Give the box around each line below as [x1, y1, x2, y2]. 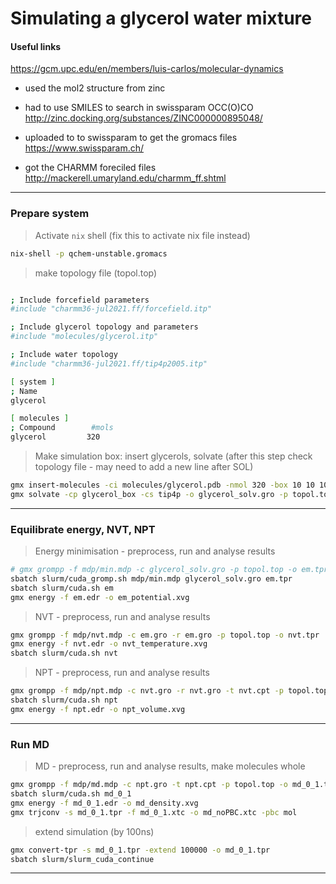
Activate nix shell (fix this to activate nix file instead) [34, 229, 251, 241]
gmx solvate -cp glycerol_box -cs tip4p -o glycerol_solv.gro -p [10, 489, 288, 499]
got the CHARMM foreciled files [24, 162, 157, 174]
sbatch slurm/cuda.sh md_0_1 [10, 789, 132, 799]
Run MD [10, 737, 50, 751]
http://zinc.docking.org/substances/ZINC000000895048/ [24, 112, 263, 124]
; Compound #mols [10, 423, 114, 433]
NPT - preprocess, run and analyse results [34, 667, 210, 679]
